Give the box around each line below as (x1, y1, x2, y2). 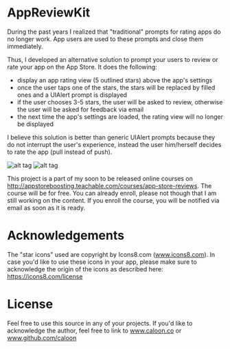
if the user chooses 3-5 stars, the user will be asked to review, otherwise (16, 98, 223, 106)
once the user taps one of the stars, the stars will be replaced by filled (16, 83, 216, 91)
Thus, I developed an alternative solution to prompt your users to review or (7, 55, 218, 63)
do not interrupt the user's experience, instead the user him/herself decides (7, 140, 222, 148)
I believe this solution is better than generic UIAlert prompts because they (7, 133, 216, 142)
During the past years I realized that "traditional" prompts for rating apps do (7, 27, 221, 36)
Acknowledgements (7, 228, 125, 243)
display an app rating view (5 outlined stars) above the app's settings (16, 76, 213, 84)
